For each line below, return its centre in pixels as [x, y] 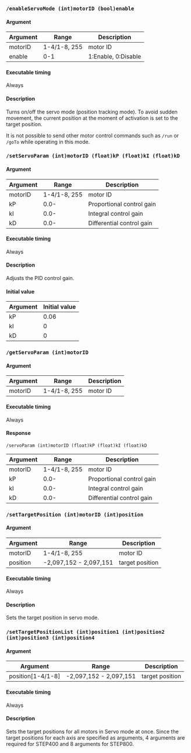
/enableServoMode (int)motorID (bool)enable [70, 8]
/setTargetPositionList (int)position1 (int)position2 [85, 632]
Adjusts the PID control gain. [40, 278]
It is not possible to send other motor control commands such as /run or [93, 135]
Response [18, 433]
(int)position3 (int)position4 [50, 638]
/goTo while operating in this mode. [48, 141]
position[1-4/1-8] [35, 676]
